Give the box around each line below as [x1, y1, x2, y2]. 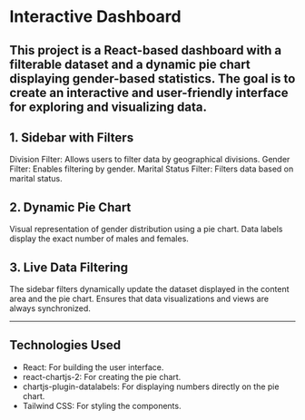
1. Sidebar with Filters [9, 130, 134, 145]
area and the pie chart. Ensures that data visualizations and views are [9, 293, 270, 305]
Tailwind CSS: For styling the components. [22, 400, 182, 411]
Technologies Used [9, 337, 121, 353]
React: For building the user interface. [22, 361, 164, 373]
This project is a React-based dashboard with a [9, 43, 282, 58]
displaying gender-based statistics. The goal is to [9, 71, 296, 86]
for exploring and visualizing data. [9, 99, 207, 114]
